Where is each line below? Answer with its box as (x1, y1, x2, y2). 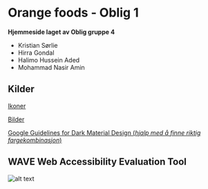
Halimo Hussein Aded (17, 55, 80, 64)
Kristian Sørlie (17, 41, 58, 49)
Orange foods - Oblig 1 (8, 5, 139, 21)
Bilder (8, 115, 25, 123)
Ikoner (8, 102, 26, 110)
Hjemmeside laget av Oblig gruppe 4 (8, 28, 115, 36)
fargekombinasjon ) (8, 136, 62, 144)
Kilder (8, 83, 35, 95)
